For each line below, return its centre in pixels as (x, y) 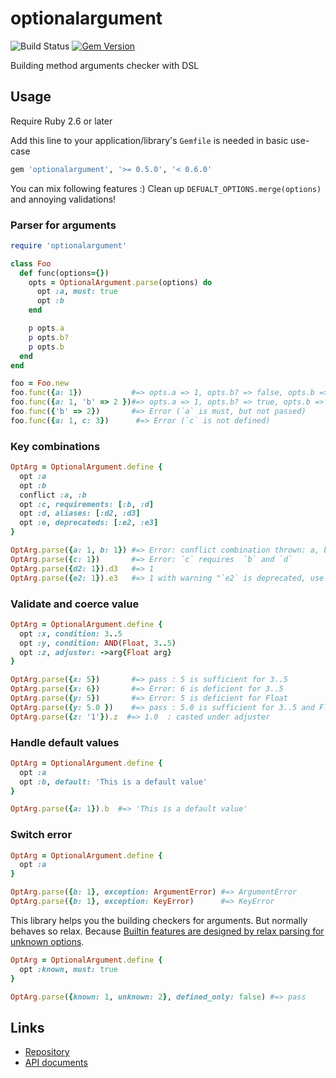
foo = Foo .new (40, 383)
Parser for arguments (63, 225)
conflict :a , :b (53, 495)
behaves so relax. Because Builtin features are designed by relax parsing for (167, 931)
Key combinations (55, 446)
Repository (47, 1052)
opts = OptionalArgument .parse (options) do (120, 282)
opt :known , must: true (68, 969)
